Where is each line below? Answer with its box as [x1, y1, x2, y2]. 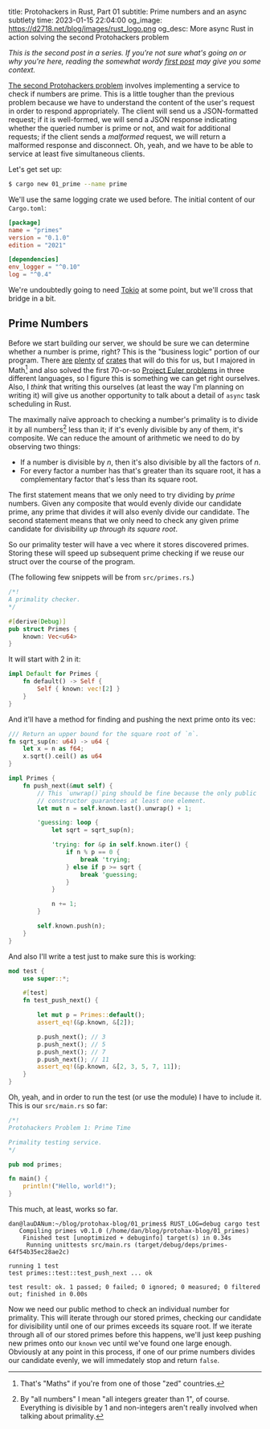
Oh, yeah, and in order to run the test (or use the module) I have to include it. [8, 1092, 262, 1102]
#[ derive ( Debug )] [8, 617, 67, 625]
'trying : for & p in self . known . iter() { [51, 841, 189, 849]
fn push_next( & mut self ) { [22, 781, 113, 790]
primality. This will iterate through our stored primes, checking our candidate [8, 1313, 262, 1322]
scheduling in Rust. [8, 399, 72, 409]
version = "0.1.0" [8, 233, 70, 242]
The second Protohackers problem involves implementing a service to [8, 80, 240, 90]
